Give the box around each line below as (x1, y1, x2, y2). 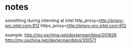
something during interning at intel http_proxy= (5, 17, 99, 23)
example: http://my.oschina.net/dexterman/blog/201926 (5, 32, 117, 38)
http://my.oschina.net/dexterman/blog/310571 (5, 37, 97, 43)
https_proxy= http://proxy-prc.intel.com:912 (40, 22, 127, 28)
